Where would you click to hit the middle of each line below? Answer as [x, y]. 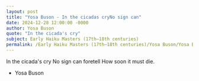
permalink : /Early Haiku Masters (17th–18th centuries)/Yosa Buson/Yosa [98, 45]
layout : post [22, 12]
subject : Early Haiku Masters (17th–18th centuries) [73, 39]
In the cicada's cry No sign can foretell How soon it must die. [81, 61]
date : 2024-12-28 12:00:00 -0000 [47, 22]
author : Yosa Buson [30, 28]
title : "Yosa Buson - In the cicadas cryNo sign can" [74, 17]
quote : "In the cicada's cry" [44, 34]
